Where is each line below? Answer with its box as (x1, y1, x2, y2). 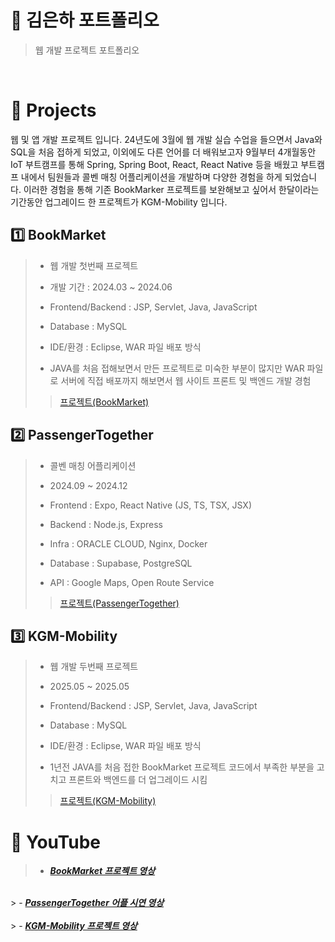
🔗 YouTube (10, 831, 101, 853)
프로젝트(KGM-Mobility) (59, 795, 157, 807)
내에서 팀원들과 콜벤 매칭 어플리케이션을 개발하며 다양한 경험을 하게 (20, 171, 283, 183)
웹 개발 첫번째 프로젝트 (49, 259, 139, 271)
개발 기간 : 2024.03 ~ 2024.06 (49, 281, 173, 293)
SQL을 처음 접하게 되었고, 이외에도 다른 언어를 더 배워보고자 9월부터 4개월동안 (10, 146, 317, 158)
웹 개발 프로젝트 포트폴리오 (34, 44, 140, 56)
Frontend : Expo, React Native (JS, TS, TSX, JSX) (49, 499, 252, 511)
